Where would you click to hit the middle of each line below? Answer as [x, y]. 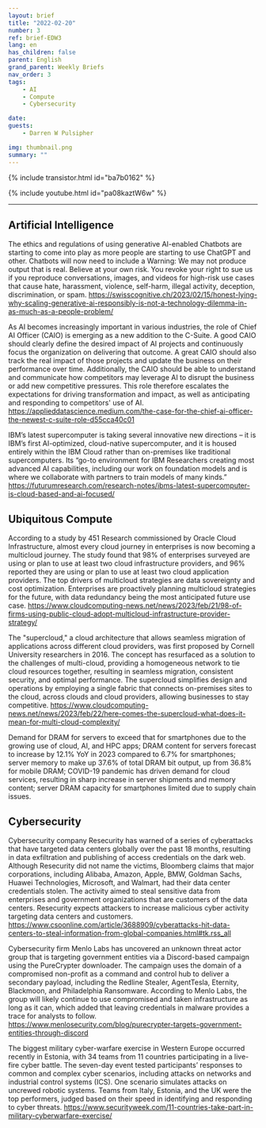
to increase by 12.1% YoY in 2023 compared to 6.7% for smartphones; [122, 754]
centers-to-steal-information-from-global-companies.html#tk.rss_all [120, 933]
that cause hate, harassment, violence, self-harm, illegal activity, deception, [132, 286]
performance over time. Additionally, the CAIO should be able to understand [132, 369]
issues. [20, 796]
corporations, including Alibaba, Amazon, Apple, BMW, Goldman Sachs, [125, 874]
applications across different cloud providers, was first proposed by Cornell [131, 646]
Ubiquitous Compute [61, 519]
